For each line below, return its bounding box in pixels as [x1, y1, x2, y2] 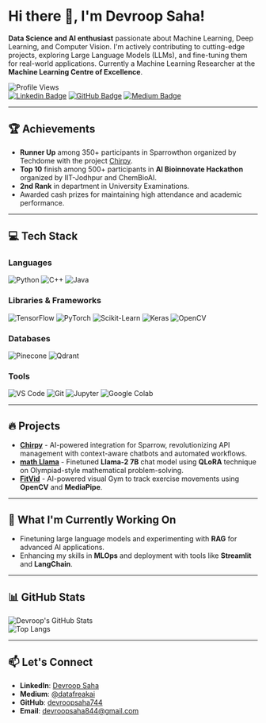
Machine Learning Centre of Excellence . [8, 67, 143, 76]
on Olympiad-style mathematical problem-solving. [19, 466, 184, 475]
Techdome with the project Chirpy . [19, 156, 133, 165]
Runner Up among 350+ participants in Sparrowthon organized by [19, 147, 237, 157]
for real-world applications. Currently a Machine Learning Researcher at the [8, 59, 256, 68]
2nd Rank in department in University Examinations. [19, 181, 190, 190]
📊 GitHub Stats [8, 590, 85, 604]
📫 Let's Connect [8, 656, 93, 669]
